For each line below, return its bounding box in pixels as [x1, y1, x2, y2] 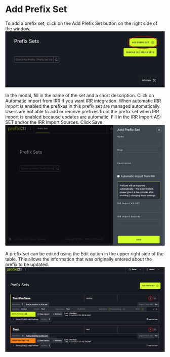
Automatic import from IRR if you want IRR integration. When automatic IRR [5, 98, 161, 104]
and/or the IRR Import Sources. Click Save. [15, 119, 104, 125]
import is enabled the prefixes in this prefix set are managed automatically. [5, 103, 161, 109]
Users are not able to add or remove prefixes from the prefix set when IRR [5, 109, 159, 115]
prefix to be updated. [5, 261, 49, 267]
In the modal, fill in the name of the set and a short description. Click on [5, 93, 154, 99]
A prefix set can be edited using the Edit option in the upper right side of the [5, 250, 164, 256]
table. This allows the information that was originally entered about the [5, 256, 152, 262]
